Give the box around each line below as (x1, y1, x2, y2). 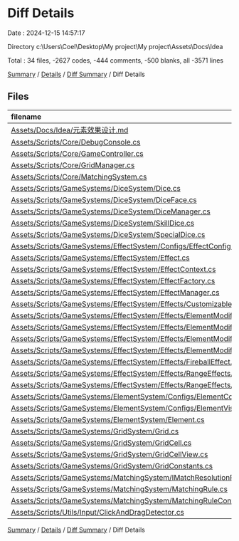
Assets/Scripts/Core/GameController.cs (11, 148, 144, 158)
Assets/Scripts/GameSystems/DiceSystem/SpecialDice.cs (11, 229, 206, 239)
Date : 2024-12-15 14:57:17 (7, 28, 85, 37)
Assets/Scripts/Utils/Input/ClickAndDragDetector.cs (11, 507, 185, 517)
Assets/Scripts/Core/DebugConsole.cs (11, 137, 141, 147)
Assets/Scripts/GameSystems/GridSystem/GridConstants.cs (11, 461, 213, 471)
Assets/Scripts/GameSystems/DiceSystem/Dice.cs (11, 183, 181, 193)
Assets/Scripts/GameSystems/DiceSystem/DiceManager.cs (11, 206, 211, 216)
